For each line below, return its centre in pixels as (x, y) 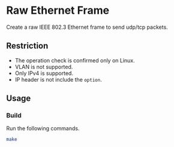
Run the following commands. (43, 128)
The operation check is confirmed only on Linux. (75, 60)
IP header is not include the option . (58, 79)
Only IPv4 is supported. (44, 73)
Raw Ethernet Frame (58, 10)
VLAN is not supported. (44, 67)
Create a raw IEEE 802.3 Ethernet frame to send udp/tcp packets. (87, 27)
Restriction (27, 46)
